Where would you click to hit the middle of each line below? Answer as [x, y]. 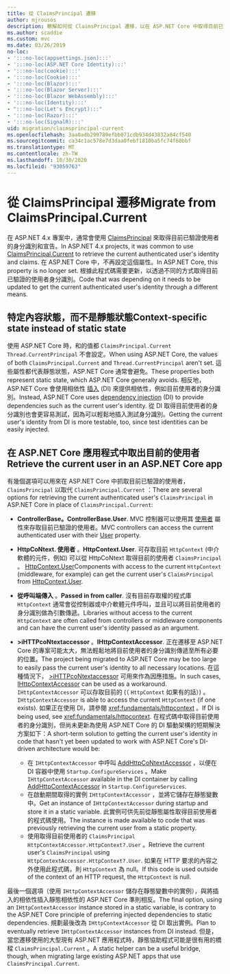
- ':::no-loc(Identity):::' [47, 103]
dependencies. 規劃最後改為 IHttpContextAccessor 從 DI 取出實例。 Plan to [112, 923]
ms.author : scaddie [35, 33]
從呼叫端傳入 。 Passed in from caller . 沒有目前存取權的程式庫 [104, 596]
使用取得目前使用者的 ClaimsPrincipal [81, 836]
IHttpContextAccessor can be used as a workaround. [92, 684]
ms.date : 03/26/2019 [37, 45]
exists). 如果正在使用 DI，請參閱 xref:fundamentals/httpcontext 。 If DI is [118, 708]
